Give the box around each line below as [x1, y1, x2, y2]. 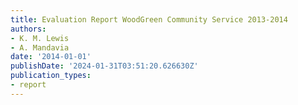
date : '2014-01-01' [10, 52, 92, 62]
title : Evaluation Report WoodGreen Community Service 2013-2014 [10, 14, 288, 25]
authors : [10, 24, 47, 34]
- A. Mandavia [10, 42, 70, 53]
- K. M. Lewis [10, 33, 70, 43]
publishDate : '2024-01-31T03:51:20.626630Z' [10, 61, 199, 71]
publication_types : [10, 71, 92, 81]
